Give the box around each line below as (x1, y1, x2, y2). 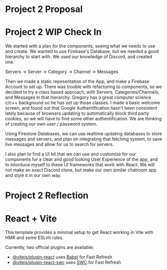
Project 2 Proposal (5, 4, 83, 15)
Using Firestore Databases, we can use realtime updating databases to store (5, 131, 163, 137)
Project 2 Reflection (5, 190, 89, 201)
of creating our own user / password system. (5, 121, 98, 127)
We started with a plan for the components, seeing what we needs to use (5, 43, 156, 49)
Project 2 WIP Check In (5, 27, 102, 38)
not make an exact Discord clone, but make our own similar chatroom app (5, 167, 157, 173)
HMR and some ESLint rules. (5, 234, 64, 241)
